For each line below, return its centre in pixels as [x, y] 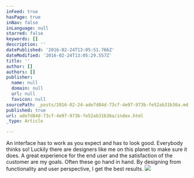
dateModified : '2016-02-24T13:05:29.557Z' [59, 55]
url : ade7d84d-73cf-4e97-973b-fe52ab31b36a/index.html [75, 116]
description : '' [26, 45]
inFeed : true [22, 11]
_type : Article [25, 121]
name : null [25, 83]
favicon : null [29, 99]
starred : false [25, 34]
